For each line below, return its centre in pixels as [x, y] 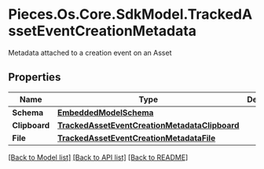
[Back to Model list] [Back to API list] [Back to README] [98, 157]
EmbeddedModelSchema [106, 113]
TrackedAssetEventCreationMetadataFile [137, 138]
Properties [35, 77]
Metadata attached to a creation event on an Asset [90, 52]
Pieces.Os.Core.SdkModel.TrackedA [130, 14]
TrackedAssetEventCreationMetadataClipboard [148, 125]
